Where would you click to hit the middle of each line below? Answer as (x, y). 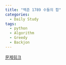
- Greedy (19, 38)
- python (19, 28)
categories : (17, 14)
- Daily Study (24, 19)
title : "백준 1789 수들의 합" (33, 10)
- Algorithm (22, 33)
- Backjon (20, 42)
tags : (11, 24)
